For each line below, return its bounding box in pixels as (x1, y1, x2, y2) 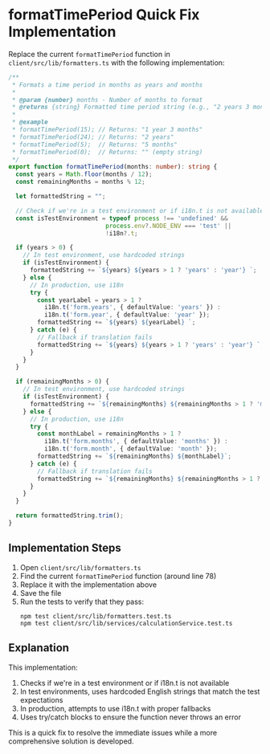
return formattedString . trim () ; (15, 511, 125, 520)
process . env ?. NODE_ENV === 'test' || (105, 222, 231, 230)
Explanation (8, 641, 70, 655)
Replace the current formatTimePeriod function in (8, 49, 171, 59)
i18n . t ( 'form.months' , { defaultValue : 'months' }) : (43, 438, 228, 446)
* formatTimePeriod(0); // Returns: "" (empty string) (11, 148, 203, 156)
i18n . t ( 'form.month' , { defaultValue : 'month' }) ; (43, 445, 218, 453)
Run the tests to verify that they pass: (19, 597, 145, 606)
